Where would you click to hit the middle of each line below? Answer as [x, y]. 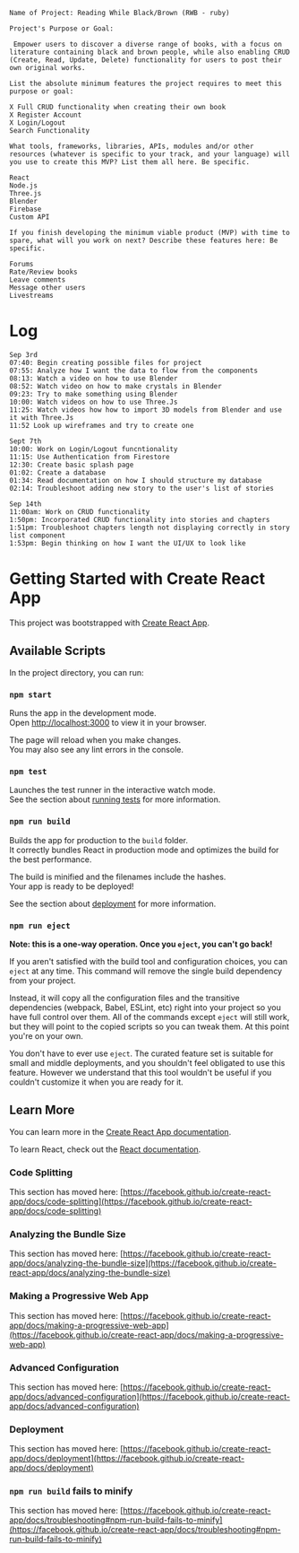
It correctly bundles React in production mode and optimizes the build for [144, 850]
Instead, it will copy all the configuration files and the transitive [124, 998]
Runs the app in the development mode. [83, 712]
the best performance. [51, 859]
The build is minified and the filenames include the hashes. [118, 877]
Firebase [26, 209]
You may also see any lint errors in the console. [96, 749]
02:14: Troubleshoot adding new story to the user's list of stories [142, 488]
